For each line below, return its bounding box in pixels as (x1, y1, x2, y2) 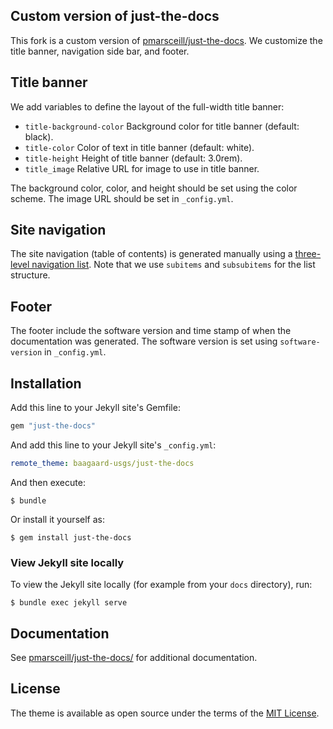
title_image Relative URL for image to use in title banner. (24, 162, 260, 174)
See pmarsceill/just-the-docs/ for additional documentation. (10, 651, 258, 663)
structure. (10, 269, 51, 281)
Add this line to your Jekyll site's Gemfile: (10, 402, 181, 414)
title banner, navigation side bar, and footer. (10, 45, 190, 57)
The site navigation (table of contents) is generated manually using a (10, 248, 293, 260)
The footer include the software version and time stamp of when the (10, 325, 292, 337)
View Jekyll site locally (10, 555, 125, 569)
